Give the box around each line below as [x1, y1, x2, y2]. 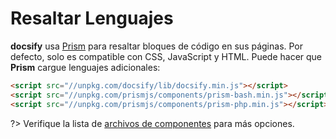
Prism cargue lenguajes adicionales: [10, 61, 161, 73]
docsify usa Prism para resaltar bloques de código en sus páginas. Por [10, 40, 304, 52]
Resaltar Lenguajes [10, 7, 174, 30]
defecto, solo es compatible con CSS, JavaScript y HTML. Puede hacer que [10, 50, 323, 62]
